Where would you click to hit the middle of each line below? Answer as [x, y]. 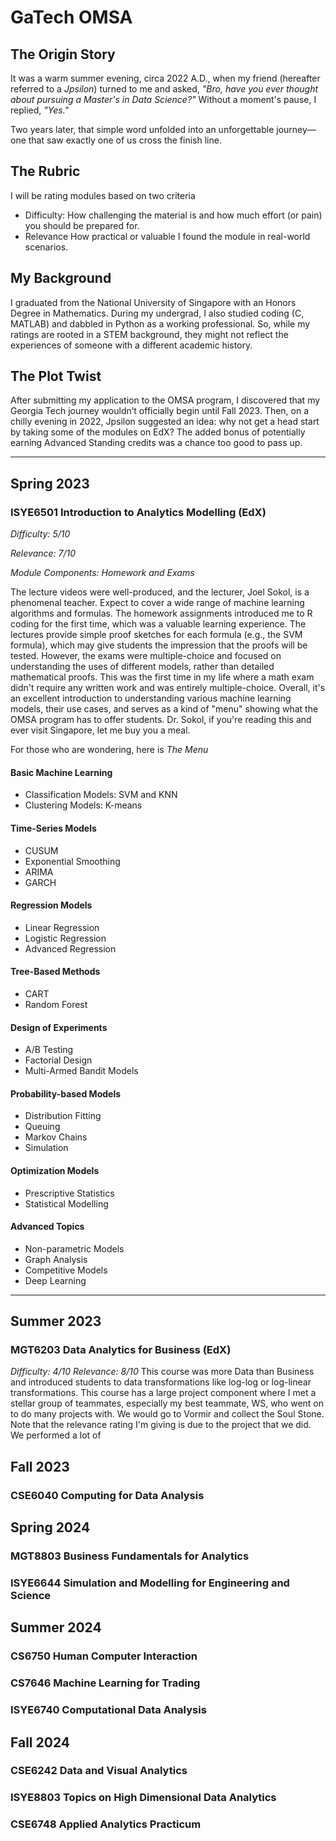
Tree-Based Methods [55, 972]
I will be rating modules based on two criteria [103, 195]
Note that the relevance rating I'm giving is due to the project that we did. [161, 1425]
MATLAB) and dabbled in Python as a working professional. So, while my [160, 323]
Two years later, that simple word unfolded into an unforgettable [142, 129]
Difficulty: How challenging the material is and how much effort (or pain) [173, 215]
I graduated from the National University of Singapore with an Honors [153, 302]
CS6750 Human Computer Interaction [104, 1656]
